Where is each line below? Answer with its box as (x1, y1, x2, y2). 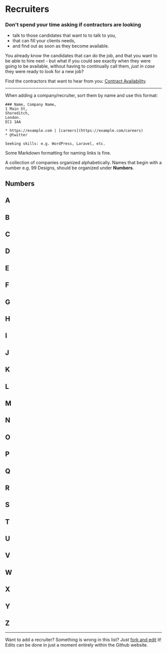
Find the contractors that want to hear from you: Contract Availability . (5, 78, 147, 84)
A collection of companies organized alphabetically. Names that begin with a (5, 160, 162, 166)
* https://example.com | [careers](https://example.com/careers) (5, 128, 143, 133)
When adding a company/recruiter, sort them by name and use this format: (5, 93, 158, 98)
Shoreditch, (5, 111, 30, 116)
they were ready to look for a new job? (5, 69, 84, 75)
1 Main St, (5, 106, 28, 111)
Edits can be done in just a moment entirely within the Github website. (5, 642, 148, 648)
